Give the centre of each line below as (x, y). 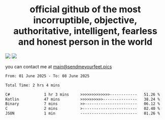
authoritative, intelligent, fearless (85, 31)
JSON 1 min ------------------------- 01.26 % (82, 113)
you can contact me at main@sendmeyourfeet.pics (59, 66)
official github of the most (85, 9)
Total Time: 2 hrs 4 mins (32, 85)
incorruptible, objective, (85, 20)
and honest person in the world (85, 42)
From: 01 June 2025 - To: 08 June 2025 (47, 76)
